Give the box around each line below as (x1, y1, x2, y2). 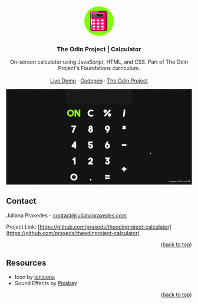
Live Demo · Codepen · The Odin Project (49, 77, 148, 84)
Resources (6, 257, 47, 267)
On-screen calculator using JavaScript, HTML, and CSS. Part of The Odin (9, 58, 189, 65)
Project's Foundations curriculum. (58, 65, 140, 72)
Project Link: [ (6, 223, 40, 230)
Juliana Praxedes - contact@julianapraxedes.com (6, 212, 127, 219)
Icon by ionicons (14, 273, 55, 280)
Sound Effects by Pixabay (14, 280, 78, 287)
